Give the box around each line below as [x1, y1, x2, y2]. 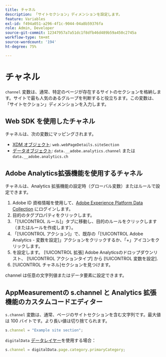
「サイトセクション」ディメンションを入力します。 [5, 101, 109, 107]
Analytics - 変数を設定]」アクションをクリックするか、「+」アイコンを [12, 237, 156, 243]
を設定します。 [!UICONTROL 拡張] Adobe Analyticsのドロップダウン [12, 249, 154, 255]
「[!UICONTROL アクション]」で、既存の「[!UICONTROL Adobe [12, 231, 143, 237]
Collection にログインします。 [12, 206, 74, 212]
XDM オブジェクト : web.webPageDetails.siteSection [12, 142, 119, 148]
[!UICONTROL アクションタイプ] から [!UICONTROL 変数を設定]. [26, 256, 158, 262]
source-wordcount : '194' [5, 40, 57, 45]
